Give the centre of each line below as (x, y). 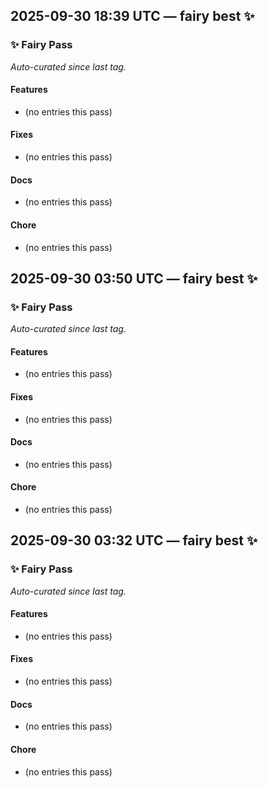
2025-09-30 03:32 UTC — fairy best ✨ (134, 540)
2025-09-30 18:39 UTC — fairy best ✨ (132, 16)
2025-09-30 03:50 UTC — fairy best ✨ (134, 278)
